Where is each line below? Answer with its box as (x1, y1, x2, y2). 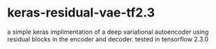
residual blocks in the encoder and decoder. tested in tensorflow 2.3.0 (7, 35, 209, 43)
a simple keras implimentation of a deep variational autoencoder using (7, 28, 209, 36)
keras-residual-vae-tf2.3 (7, 5, 155, 21)
